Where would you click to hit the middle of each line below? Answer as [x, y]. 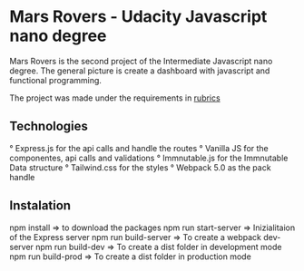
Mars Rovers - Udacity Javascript [138, 17]
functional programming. [56, 80]
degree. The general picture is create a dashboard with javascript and [140, 71]
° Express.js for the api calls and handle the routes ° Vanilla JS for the [139, 148]
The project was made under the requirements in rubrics [115, 98]
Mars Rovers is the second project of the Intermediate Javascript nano [141, 61]
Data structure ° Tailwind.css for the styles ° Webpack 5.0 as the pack [140, 167]
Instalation [40, 206]
